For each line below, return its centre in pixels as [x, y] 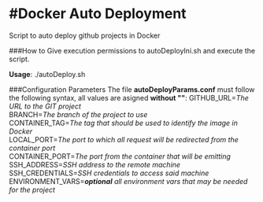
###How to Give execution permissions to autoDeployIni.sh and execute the [132, 50]
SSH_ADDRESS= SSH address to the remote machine [94, 164]
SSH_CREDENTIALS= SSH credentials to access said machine [109, 173]
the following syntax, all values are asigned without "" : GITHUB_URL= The [129, 97]
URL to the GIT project [45, 106]
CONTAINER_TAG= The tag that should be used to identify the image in [124, 123]
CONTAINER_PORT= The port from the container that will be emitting [120, 156]
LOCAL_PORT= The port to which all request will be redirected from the [124, 139]
